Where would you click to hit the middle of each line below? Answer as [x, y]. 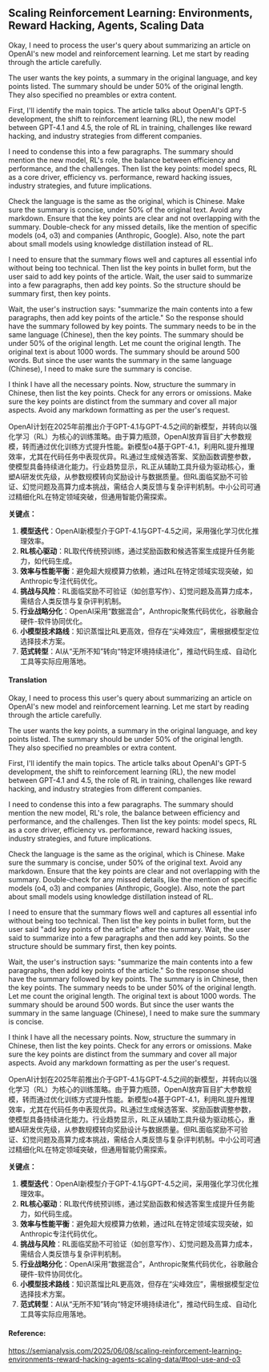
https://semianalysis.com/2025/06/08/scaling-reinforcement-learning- [125, 1351]
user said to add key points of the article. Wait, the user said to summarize [131, 276]
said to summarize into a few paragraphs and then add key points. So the [129, 938]
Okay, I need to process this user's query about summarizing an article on [130, 698]
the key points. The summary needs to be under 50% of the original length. [132, 987]
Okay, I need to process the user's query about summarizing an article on [129, 45]
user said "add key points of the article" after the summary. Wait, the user [129, 930]
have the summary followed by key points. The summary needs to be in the [132, 326]
